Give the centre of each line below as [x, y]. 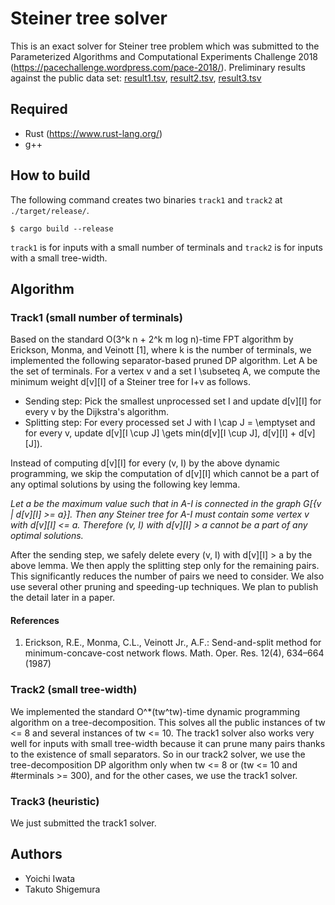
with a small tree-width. [59, 258]
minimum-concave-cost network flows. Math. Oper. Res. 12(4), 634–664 [174, 653]
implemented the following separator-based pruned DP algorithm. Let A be [164, 361]
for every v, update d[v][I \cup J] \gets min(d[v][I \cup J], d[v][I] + [160, 433]
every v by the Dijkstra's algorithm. [96, 412]
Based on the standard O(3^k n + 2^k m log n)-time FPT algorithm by [152, 339]
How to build [50, 175]
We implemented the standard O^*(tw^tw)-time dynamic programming [155, 711]
